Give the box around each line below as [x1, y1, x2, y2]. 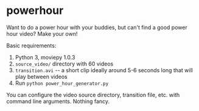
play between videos [15, 73, 68, 80]
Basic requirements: [6, 42, 57, 49]
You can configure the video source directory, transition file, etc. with [6, 91, 180, 98]
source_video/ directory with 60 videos [15, 60, 114, 67]
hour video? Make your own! [6, 30, 78, 37]
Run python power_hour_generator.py [15, 79, 109, 87]
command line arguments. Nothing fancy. [6, 98, 110, 105]
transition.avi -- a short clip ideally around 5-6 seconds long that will [15, 66, 193, 73]
